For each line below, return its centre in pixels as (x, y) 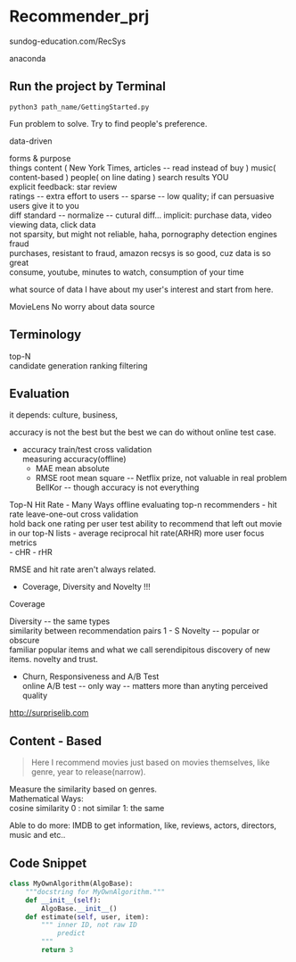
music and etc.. (37, 835)
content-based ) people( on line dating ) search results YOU (119, 177)
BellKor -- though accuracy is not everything (117, 487)
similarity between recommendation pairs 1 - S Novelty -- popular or (135, 631)
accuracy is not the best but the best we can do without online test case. (143, 432)
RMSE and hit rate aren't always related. (82, 569)
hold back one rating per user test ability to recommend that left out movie (146, 524)
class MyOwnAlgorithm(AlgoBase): (71, 883)
